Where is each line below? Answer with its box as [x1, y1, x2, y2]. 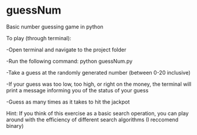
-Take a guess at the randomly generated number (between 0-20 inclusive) [6, 69, 190, 76]
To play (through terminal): [6, 34, 71, 41]
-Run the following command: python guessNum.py [6, 57, 133, 65]
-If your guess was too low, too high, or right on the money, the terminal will [6, 81, 192, 88]
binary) [6, 122, 24, 129]
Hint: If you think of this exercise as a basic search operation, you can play [6, 110, 189, 117]
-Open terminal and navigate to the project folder [6, 46, 127, 53]
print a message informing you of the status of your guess [6, 86, 149, 94]
